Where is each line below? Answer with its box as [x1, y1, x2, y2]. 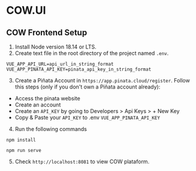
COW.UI [6, 4, 46, 17]
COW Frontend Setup [6, 28, 88, 38]
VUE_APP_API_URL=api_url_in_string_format [6, 61, 114, 67]
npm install [6, 137, 36, 143]
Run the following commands [14, 126, 87, 132]
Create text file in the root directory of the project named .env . [14, 50, 169, 57]
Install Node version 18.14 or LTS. [14, 43, 97, 50]
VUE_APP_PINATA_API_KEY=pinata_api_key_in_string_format [6, 66, 152, 72]
